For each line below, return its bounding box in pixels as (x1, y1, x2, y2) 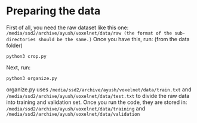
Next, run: (6, 64, 31, 71)
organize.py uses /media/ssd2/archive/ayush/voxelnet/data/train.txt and (6, 85, 192, 93)
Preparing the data (6, 4, 101, 18)
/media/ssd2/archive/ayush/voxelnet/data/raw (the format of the (6, 30, 172, 36)
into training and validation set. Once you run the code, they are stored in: (6, 99, 187, 106)
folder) (6, 42, 23, 49)
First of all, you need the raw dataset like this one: (6, 24, 129, 31)
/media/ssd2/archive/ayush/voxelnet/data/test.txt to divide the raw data (6, 92, 190, 99)
